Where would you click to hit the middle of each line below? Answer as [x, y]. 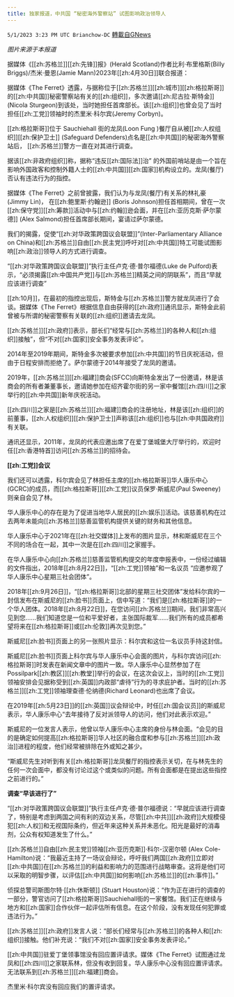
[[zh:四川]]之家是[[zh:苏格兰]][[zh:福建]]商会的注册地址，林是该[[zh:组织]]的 [116, 409]
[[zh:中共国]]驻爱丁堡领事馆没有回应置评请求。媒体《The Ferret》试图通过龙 [117, 954]
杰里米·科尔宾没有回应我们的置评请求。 [63, 987]
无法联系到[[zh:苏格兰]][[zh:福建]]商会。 [64, 971]
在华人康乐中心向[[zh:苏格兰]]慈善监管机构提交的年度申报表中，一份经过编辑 [117, 559]
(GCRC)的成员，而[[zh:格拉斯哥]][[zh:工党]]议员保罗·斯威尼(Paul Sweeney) [114, 489]
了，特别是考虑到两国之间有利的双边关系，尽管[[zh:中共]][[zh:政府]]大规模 [113, 817]
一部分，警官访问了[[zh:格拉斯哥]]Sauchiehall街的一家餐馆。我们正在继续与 [115, 898]
